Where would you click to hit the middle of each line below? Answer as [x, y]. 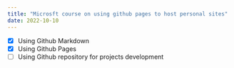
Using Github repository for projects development [91, 57]
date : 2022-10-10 [33, 21]
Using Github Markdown [54, 40]
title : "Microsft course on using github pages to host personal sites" [118, 14]
